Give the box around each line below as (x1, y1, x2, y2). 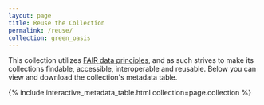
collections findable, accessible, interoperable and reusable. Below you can (8, 64, 257, 74)
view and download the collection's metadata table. (8, 72, 178, 82)
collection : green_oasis (8, 33, 91, 42)
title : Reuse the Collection (8, 19, 105, 27)
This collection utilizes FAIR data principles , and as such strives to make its (8, 56, 254, 65)
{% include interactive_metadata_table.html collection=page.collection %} (8, 88, 252, 98)
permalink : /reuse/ (8, 26, 73, 34)
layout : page (8, 11, 52, 20)
